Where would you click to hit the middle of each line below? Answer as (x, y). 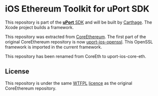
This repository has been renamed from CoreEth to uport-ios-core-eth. (76, 56)
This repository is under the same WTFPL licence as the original (69, 83)
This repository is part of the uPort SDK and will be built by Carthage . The (79, 22)
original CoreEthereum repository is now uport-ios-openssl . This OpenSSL (79, 41)
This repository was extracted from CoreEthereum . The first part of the (76, 37)
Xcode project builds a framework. (39, 27)
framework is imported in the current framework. (54, 47)
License (17, 72)
